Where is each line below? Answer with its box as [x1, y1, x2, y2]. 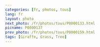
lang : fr [5, 12, 23, 17]
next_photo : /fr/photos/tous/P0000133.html [5, 21, 96, 26]
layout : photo [5, 16, 34, 21]
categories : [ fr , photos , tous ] [5, 7, 71, 12]
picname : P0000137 [5, 25, 43, 30]
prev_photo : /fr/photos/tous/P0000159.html [5, 30, 96, 35]
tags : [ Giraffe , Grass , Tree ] [5, 35, 67, 40]
